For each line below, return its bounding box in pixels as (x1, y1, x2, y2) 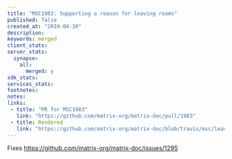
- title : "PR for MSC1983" (10, 106, 88, 113)
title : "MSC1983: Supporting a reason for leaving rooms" (7, 10, 177, 17)
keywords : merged (7, 36, 57, 43)
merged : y (25, 67, 54, 74)
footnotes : (7, 87, 39, 94)
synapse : (13, 55, 39, 62)
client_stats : (7, 42, 48, 49)
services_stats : (7, 81, 54, 87)
